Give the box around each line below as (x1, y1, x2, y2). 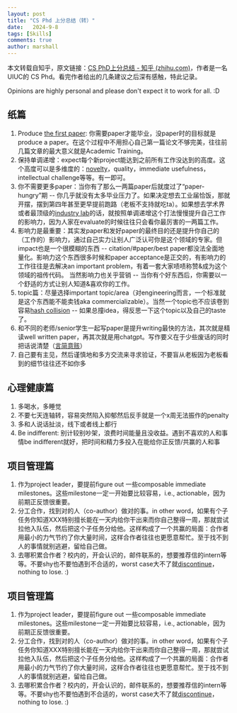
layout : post (7, 10, 46, 18)
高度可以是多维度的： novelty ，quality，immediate (23, 164, 170, 173)
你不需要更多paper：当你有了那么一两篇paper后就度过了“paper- (17, 182, 205, 190)
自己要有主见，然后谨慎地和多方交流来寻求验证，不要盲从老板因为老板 (17, 350, 223, 358)
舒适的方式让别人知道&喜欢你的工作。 (23, 279, 134, 287)
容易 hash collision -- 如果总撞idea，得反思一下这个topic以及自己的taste (17, 306, 226, 314)
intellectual (17, 173, 50, 181)
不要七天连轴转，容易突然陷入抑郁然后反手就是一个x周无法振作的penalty (17, 411, 229, 419)
